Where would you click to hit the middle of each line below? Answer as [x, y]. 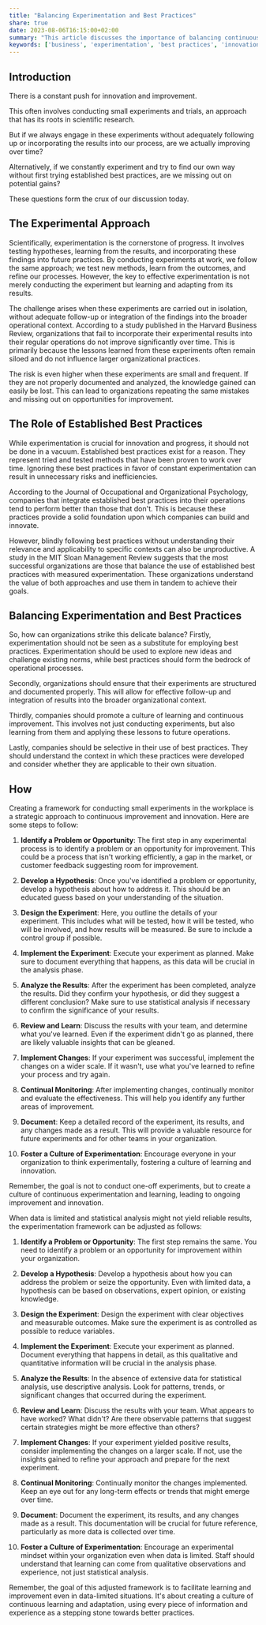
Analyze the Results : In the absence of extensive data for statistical [131, 1379]
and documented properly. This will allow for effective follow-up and [120, 692]
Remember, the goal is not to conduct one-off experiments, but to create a [130, 1186]
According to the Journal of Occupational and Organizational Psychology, [129, 492]
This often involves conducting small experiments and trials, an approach [128, 110]
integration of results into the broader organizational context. [108, 700]
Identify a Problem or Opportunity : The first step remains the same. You [139, 1242]
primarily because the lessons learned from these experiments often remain [132, 350]
